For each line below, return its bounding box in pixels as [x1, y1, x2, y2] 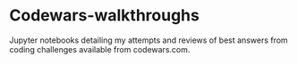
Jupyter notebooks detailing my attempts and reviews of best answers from [9, 35, 288, 45]
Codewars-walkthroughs [9, 5, 199, 26]
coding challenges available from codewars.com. [9, 44, 191, 54]
